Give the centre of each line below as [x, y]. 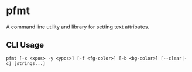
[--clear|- [174, 58]
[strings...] [30, 63]
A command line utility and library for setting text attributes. [78, 27]
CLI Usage [25, 45]
